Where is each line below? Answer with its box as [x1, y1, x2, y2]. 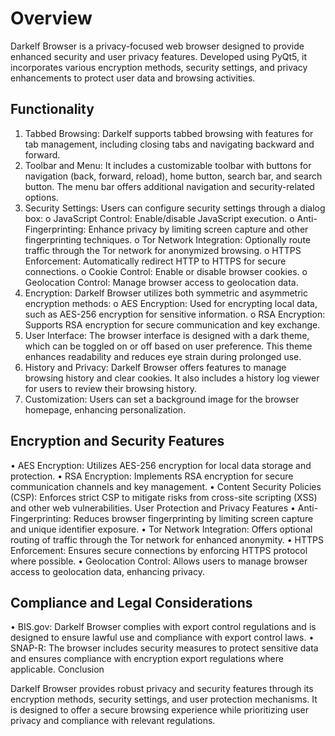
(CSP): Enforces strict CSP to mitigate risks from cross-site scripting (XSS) [10, 491, 318, 503]
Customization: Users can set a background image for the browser [24, 393, 300, 405]
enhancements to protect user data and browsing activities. [10, 72, 256, 84]
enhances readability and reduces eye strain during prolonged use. [24, 350, 302, 362]
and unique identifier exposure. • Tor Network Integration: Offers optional [10, 523, 313, 535]
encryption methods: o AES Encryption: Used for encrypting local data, [24, 297, 318, 309]
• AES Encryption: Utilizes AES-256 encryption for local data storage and [10, 459, 312, 471]
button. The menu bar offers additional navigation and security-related [24, 180, 315, 192]
